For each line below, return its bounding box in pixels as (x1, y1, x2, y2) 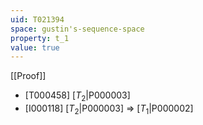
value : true (10, 42, 60, 53)
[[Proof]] (10, 70, 47, 82)
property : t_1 (10, 33, 70, 43)
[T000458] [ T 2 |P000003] (24, 89, 131, 104)
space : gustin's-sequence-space (10, 24, 145, 34)
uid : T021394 (10, 14, 65, 25)
